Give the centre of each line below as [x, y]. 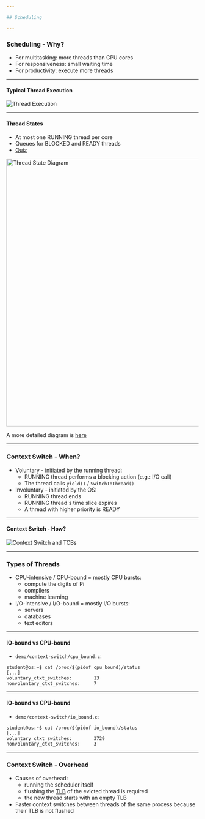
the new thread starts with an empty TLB [75, 798]
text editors [38, 623]
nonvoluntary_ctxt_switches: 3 [52, 744]
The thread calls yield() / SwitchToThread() [79, 483]
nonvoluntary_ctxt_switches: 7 [52, 684]
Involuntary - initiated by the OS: [56, 490]
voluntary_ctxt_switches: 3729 [56, 738]
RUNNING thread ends [52, 496]
